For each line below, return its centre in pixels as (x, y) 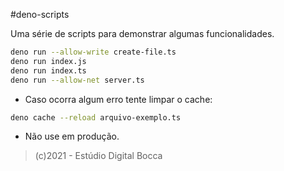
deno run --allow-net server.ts (77, 80)
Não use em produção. (72, 136)
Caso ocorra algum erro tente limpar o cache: (118, 99)
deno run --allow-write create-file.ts (93, 52)
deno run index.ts (48, 70)
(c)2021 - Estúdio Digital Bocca (98, 156)
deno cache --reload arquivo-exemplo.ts (96, 117)
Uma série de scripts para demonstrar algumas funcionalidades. (142, 33)
